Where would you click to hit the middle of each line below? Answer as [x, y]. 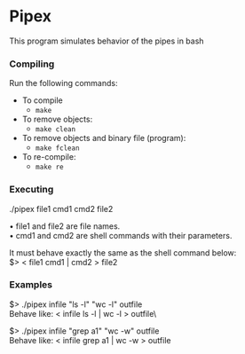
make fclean [57, 148]
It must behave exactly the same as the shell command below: [123, 252]
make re [49, 167]
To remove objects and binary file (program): [104, 138]
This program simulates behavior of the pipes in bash [107, 41]
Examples [31, 285]
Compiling [32, 64]
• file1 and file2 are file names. [65, 226]
